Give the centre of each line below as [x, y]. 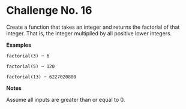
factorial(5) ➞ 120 [31, 66]
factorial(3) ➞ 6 [28, 56]
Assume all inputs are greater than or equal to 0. [66, 99]
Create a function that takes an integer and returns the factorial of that [93, 27]
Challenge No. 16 [49, 10]
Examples [19, 45]
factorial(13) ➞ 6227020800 [41, 77]
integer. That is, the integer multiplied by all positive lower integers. [89, 33]
